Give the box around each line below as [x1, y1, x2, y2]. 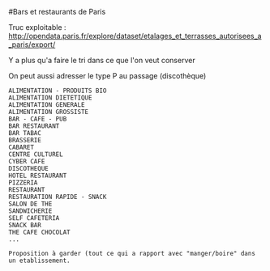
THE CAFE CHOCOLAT [8, 228, 71, 236]
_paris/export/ [8, 40, 56, 49]
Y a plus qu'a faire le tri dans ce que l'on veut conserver [8, 56, 196, 65]
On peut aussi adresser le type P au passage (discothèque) [8, 71, 207, 80]
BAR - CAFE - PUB [8, 115, 67, 123]
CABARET [8, 143, 35, 151]
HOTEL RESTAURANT [8, 171, 67, 180]
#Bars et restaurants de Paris [8, 7, 106, 16]
